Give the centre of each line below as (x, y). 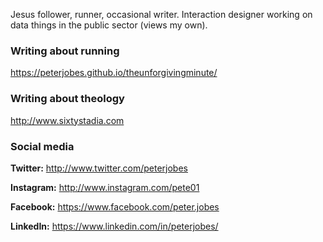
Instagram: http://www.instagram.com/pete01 (105, 187)
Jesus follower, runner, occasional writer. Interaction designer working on (161, 14)
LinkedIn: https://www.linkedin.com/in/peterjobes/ (114, 226)
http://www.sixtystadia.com (67, 120)
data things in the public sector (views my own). (109, 25)
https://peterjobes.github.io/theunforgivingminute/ (114, 73)
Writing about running (65, 51)
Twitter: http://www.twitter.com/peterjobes (99, 168)
